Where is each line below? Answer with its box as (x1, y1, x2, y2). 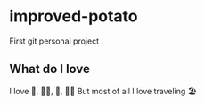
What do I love (9, 61, 91, 77)
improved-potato (9, 6, 138, 27)
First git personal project (9, 36, 100, 46)
